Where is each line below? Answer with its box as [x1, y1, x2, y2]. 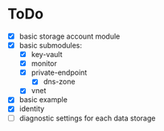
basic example [18, 95, 68, 104]
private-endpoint [31, 68, 88, 77]
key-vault [31, 50, 63, 59]
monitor [31, 59, 58, 68]
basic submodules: [18, 41, 82, 50]
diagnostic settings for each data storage [18, 113, 156, 123]
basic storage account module [18, 31, 121, 41]
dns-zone [43, 77, 76, 87]
